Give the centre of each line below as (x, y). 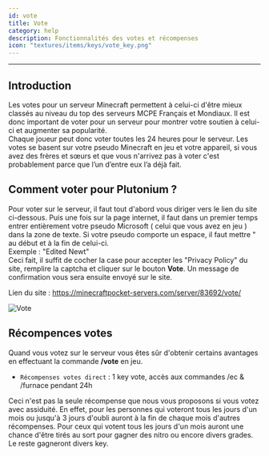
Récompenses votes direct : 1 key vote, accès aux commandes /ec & (132, 377)
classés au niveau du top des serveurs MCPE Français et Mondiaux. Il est (129, 113)
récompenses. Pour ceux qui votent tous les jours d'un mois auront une (126, 426)
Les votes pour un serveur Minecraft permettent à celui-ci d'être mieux (125, 104)
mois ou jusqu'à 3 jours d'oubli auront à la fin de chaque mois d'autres (124, 418)
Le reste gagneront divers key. (58, 443)
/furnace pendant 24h (56, 385)
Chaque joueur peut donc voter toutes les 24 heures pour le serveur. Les (128, 139)
